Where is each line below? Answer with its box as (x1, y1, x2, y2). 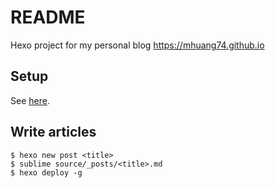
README (10, 6, 86, 29)
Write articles (10, 124, 97, 141)
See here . (10, 94, 50, 106)
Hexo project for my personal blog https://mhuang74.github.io (10, 39, 265, 51)
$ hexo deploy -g (10, 167, 83, 178)
